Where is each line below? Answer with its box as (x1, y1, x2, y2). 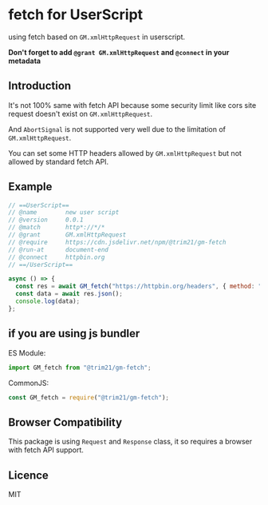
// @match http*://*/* (8, 224, 105, 232)
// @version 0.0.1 (8, 216, 84, 225)
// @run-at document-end (8, 245, 109, 253)
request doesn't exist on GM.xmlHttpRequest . (8, 109, 153, 118)
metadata (8, 56, 41, 66)
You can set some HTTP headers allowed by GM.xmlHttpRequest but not (8, 148, 242, 157)
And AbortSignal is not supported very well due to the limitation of (8, 124, 226, 133)
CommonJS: (8, 378, 49, 388)
